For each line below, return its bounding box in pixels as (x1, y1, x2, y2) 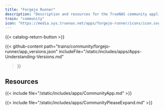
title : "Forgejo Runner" (5, 7, 56, 12)
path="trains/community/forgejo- (43, 43, 111, 49)
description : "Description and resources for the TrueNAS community (5, 12, 147, 17)
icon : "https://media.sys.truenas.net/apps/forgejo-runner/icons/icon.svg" (5, 20, 163, 26)
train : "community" (5, 16, 45, 21)
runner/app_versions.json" (5, 49, 58, 55)
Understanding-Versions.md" (5, 54, 64, 60)
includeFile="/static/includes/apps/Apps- (59, 49, 142, 55)
